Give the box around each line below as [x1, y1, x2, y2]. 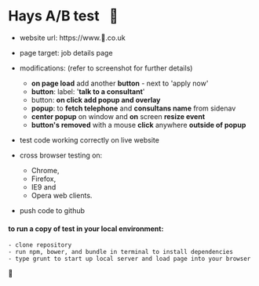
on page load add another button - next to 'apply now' [31, 78, 209, 88]
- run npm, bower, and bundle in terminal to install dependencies [8, 248, 234, 256]
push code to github [19, 205, 85, 215]
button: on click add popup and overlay [31, 95, 161, 104]
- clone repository [8, 241, 72, 249]
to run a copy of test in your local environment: [8, 223, 164, 234]
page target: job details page [19, 48, 113, 57]
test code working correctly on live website [19, 135, 159, 144]
